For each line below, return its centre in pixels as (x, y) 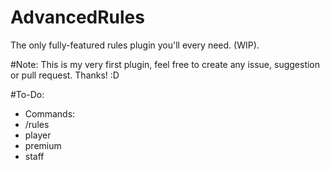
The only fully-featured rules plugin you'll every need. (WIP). (135, 45)
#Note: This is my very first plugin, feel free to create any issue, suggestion (165, 64)
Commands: (50, 113)
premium (43, 145)
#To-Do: (27, 94)
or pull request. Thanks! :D (65, 75)
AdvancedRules (77, 17)
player (38, 135)
